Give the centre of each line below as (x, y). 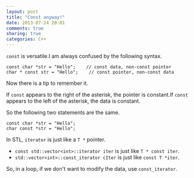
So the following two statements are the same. (63, 112)
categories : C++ (26, 39)
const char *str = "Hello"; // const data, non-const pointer (89, 67)
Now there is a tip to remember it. (47, 83)
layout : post (22, 12)
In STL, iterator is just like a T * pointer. (56, 139)
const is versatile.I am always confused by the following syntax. (84, 56)
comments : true (25, 28)
